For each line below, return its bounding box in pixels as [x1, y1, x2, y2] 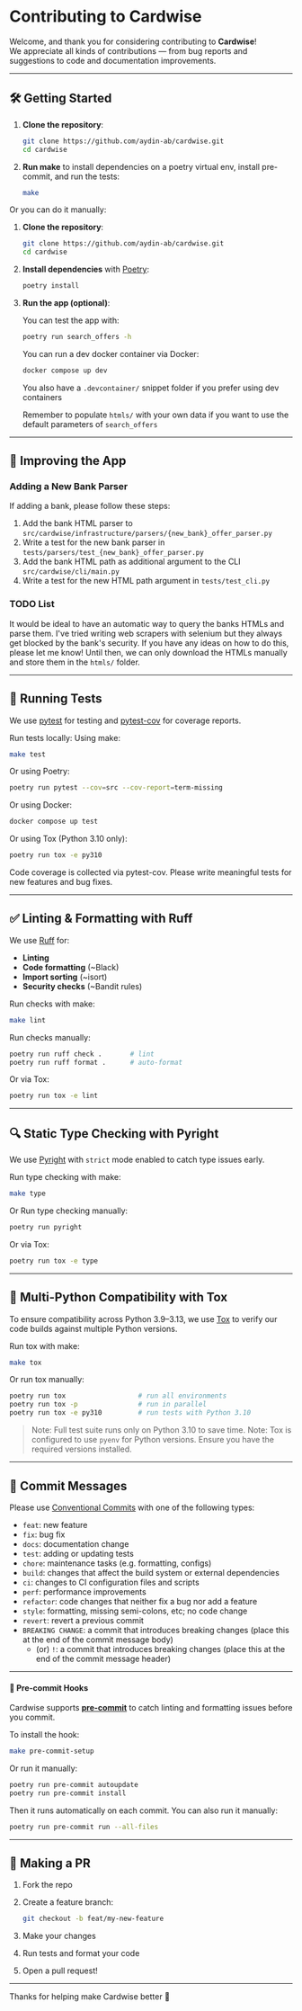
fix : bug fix [22, 1529, 66, 1540]
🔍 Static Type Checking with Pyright [9, 1126, 219, 1141]
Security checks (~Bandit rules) [22, 980, 143, 991]
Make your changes [22, 1931, 96, 1942]
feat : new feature [22, 1519, 88, 1530]
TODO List [9, 598, 56, 611]
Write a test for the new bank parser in [22, 537, 165, 548]
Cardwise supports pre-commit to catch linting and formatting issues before [9, 1703, 293, 1713]
